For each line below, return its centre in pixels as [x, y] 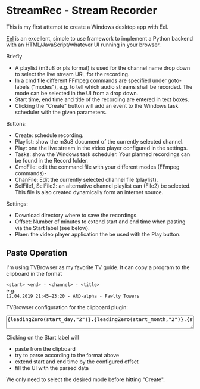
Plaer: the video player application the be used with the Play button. [98, 234]
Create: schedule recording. [49, 135]
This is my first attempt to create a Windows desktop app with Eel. [87, 27]
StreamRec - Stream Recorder [82, 10]
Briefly [14, 56]
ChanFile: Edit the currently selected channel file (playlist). [86, 179]
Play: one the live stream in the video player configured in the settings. [101, 148]
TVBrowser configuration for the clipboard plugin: [67, 307]
